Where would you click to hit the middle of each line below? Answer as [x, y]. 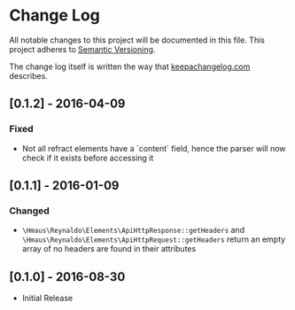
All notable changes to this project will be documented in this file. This [137, 40]
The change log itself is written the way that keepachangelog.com [130, 66]
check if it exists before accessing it [88, 158]
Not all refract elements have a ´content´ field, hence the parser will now [154, 148]
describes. [29, 75]
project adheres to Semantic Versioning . [82, 49]
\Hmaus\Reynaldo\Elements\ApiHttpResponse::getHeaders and [133, 230]
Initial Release [47, 298]
